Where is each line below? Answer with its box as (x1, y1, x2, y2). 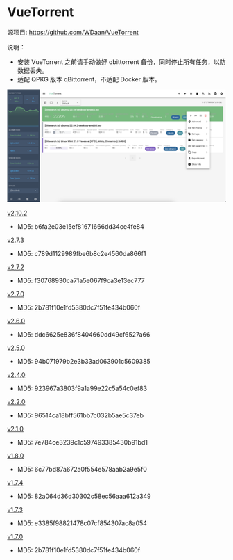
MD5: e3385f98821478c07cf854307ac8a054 (17, 519, 148, 527)
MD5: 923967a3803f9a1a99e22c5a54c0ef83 (17, 384, 148, 392)
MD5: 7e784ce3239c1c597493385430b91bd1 (17, 438, 148, 446)
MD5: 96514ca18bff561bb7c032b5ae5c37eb (17, 411, 144, 419)
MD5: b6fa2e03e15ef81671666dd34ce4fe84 (17, 222, 144, 230)
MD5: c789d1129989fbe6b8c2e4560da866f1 (17, 249, 146, 257)
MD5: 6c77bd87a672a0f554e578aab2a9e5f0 (17, 465, 147, 473)
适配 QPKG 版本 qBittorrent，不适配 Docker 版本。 (17, 74, 161, 83)
